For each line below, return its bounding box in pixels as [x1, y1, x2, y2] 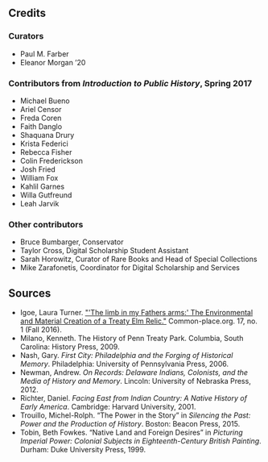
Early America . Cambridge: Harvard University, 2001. [19, 402, 196, 412]
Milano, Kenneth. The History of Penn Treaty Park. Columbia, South [19, 334, 244, 343]
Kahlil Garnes [19, 181, 65, 191]
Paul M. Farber [19, 48, 70, 59]
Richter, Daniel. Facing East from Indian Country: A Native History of [19, 393, 248, 403]
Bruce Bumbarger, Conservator [19, 237, 124, 247]
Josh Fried [19, 164, 56, 174]
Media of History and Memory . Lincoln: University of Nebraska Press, [19, 377, 251, 386]
